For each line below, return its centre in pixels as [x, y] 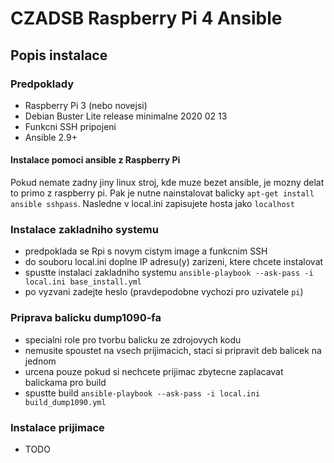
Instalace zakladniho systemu [84, 229]
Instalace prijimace [57, 427]
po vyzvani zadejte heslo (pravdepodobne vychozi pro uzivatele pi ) [164, 292]
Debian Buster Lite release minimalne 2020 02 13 [126, 116]
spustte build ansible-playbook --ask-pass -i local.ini [142, 393]
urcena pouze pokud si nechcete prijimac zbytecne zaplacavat [154, 371]
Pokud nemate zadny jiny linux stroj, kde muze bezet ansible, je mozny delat [167, 183]
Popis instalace [59, 55]
